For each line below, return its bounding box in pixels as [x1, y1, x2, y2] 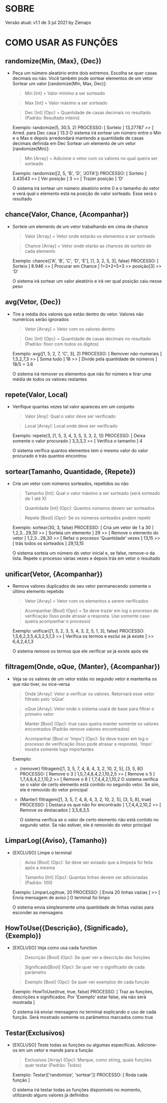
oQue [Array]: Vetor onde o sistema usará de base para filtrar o [24, 706, 155, 712]
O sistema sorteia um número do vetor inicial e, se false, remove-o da [12, 550, 155, 556]
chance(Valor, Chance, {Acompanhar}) [5, 210, 129, 219]
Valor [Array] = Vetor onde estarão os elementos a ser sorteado [24, 233, 156, 239]
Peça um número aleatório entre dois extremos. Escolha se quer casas [12, 70, 158, 76]
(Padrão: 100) [24, 879, 53, 885]
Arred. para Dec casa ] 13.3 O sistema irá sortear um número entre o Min [12, 130, 162, 136]
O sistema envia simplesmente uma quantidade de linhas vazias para [12, 904, 154, 910]
